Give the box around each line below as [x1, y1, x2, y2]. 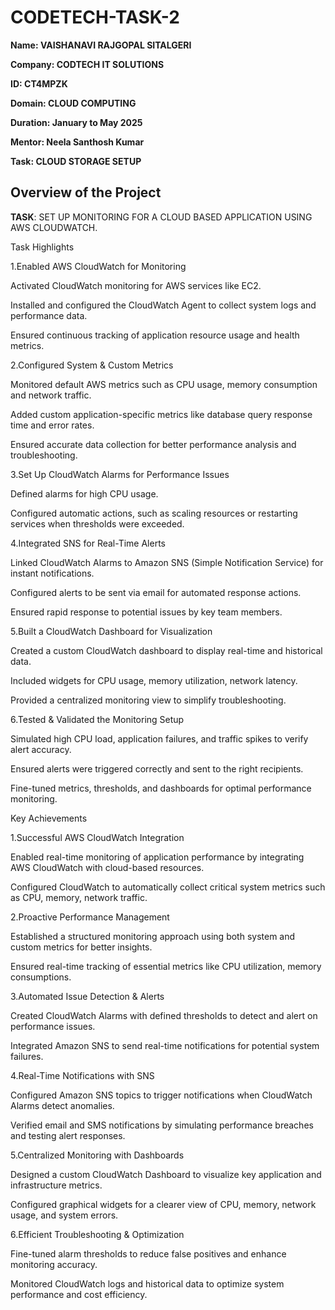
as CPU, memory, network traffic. [10, 891, 148, 903]
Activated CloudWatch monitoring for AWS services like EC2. [10, 279, 262, 291]
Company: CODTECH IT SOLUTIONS [10, 58, 165, 70]
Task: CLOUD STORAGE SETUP [10, 155, 142, 167]
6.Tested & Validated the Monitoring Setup [10, 713, 185, 725]
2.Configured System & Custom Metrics [10, 359, 174, 371]
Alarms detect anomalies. [10, 1099, 115, 1111]
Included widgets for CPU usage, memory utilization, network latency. [10, 674, 298, 686]
